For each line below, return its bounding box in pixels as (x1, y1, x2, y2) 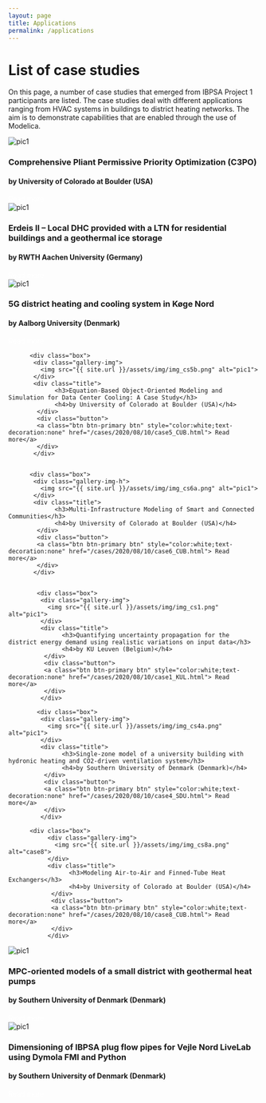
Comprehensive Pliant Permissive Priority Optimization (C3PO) (8, 157, 257, 168)
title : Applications (8, 19, 77, 27)
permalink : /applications (8, 26, 94, 34)
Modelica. (8, 121, 41, 131)
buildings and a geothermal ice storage (8, 232, 163, 244)
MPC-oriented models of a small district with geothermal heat (8, 966, 252, 977)
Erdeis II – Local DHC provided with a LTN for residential (8, 223, 227, 234)
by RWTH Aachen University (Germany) (8, 252, 143, 262)
